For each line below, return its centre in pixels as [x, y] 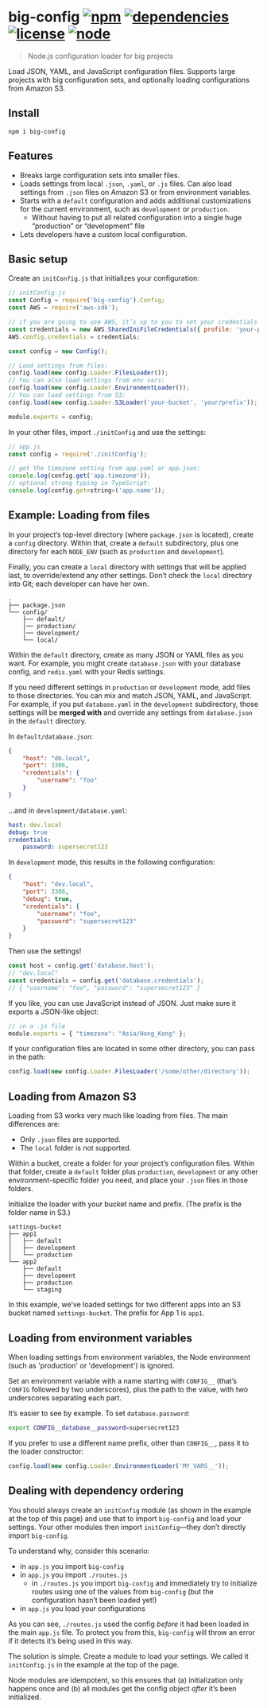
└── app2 [23, 1262]
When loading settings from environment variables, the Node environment [130, 1357]
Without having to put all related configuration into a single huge [137, 217]
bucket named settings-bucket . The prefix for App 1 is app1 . [106, 1313]
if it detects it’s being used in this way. [71, 1640]
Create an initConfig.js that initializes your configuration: [104, 278]
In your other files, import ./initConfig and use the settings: [107, 432]
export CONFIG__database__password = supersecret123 [94, 1427]
